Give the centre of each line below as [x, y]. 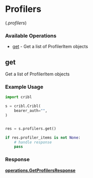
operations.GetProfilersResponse [40, 170]
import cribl [19, 97]
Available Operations [31, 36]
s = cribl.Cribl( [23, 106]
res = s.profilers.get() [31, 128]
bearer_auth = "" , [31, 111]
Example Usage [24, 87]
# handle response [33, 142]
